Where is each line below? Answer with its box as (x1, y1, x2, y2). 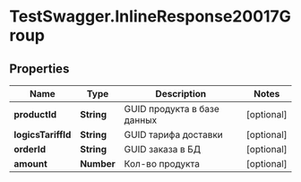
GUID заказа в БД (124, 143, 202, 155)
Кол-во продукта (124, 158, 200, 169)
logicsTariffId (13, 128, 72, 141)
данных (124, 114, 158, 126)
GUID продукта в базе (124, 103, 219, 115)
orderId (13, 143, 47, 155)
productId (13, 108, 56, 120)
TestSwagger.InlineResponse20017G (9, 6, 291, 27)
